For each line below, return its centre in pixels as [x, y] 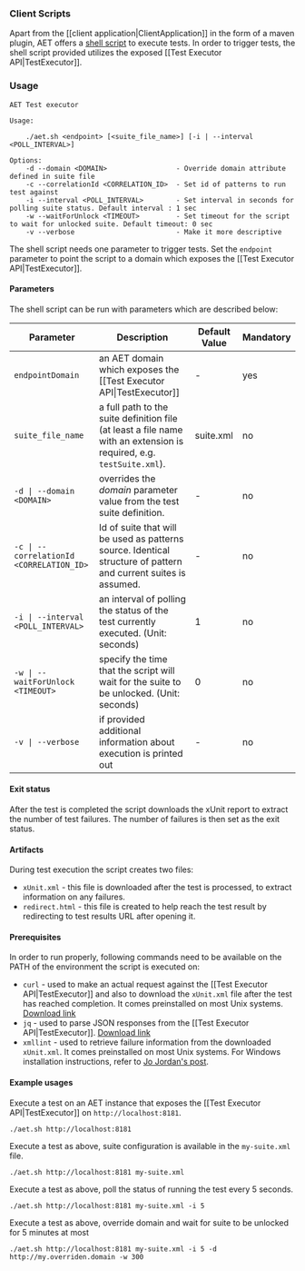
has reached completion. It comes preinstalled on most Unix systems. [152, 1004]
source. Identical [134, 550]
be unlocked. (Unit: [139, 693]
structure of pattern [141, 561]
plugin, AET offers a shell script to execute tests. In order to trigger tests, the [152, 43]
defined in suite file [52, 176]
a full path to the [133, 407]
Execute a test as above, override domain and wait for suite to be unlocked [149, 1222]
